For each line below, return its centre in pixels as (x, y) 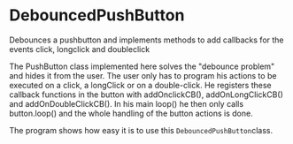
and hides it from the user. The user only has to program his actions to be (143, 75)
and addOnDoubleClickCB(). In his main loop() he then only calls (127, 103)
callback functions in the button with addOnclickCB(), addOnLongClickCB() (146, 95)
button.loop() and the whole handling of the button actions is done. (131, 113)
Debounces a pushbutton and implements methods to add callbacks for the (147, 40)
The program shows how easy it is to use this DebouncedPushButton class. (141, 130)
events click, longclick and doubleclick (80, 49)
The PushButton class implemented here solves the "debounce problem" (142, 66)
